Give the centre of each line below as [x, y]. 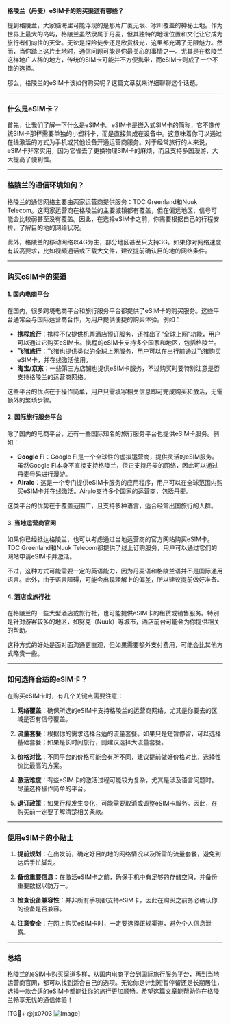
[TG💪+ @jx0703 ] [44, 1014]
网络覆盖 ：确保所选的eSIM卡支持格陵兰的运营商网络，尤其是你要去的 [114, 710]
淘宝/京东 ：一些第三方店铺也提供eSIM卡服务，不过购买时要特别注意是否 [118, 368]
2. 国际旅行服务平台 [35, 417]
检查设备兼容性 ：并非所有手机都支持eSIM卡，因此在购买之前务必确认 [114, 900]
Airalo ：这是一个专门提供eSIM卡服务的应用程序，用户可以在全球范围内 [117, 482]
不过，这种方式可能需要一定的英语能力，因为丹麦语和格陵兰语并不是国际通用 [115, 571]
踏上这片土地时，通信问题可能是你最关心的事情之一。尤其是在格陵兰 [127, 51]
